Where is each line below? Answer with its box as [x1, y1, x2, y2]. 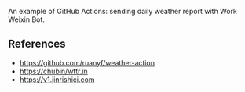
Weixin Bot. [8, 15, 46, 24]
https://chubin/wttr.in [19, 66, 88, 76]
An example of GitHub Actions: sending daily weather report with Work [8, 7, 238, 16]
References [8, 37, 66, 51]
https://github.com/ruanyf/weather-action [19, 58, 155, 67]
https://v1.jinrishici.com [19, 74, 95, 84]
